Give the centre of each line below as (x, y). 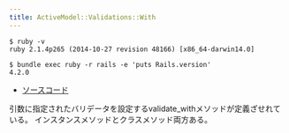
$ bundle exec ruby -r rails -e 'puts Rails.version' (110, 64)
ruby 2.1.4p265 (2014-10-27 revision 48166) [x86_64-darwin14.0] (132, 49)
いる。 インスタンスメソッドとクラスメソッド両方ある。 (111, 119)
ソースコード (45, 90)
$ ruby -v (27, 41)
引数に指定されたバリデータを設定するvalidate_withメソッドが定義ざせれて (145, 108)
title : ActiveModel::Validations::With (83, 17)
